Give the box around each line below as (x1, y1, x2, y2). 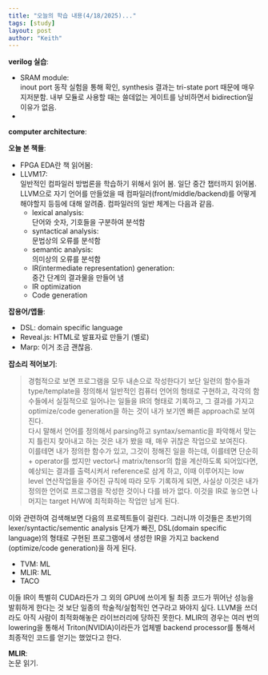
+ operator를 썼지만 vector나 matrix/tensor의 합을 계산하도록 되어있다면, (27, 457, 258, 466)
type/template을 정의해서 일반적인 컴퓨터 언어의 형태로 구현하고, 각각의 (27, 386, 252, 396)
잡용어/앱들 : (8, 307, 46, 317)
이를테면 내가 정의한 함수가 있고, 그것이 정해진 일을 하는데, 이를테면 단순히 (27, 446, 258, 456)
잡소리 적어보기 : (8, 359, 58, 369)
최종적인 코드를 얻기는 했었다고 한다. (8, 633, 122, 642)
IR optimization (31, 282, 82, 292)
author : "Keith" (8, 34, 62, 42)
